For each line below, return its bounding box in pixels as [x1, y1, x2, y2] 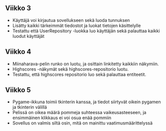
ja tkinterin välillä [12, 104, 47, 110]
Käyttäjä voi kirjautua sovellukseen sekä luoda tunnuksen [12, 17, 130, 23]
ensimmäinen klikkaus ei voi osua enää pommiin [12, 115, 112, 121]
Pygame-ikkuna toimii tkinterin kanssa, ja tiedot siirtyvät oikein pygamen [12, 99, 161, 105]
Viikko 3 [5, 4, 31, 12]
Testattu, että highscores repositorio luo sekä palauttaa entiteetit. [12, 71, 146, 77]
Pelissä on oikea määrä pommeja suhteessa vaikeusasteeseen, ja [12, 110, 147, 116]
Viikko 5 [5, 86, 31, 94]
